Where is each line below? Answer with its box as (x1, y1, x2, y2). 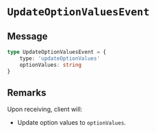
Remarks (7, 87, 47, 99)
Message (7, 30, 48, 42)
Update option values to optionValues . (17, 119, 126, 127)
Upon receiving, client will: (7, 105, 83, 114)
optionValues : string (19, 61, 81, 68)
